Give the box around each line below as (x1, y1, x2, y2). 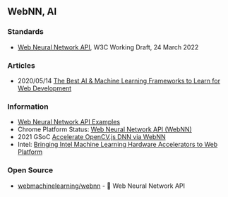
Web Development (17, 84, 72, 92)
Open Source (7, 165, 54, 175)
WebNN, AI (7, 6, 57, 18)
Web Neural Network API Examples (17, 118, 121, 126)
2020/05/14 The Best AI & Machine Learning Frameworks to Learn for (17, 76, 221, 85)
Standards (7, 27, 44, 37)
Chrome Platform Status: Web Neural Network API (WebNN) (17, 125, 192, 133)
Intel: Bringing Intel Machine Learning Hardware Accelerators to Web (17, 141, 218, 149)
